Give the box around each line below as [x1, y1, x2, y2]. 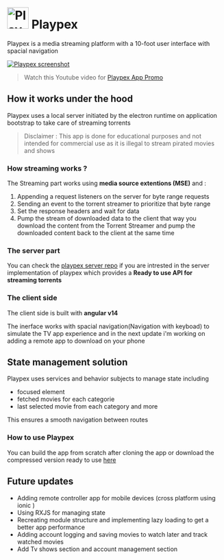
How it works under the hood [7, 93, 134, 105]
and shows [23, 146, 55, 154]
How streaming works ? [7, 163, 88, 173]
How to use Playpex [7, 433, 74, 442]
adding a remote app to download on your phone [7, 337, 145, 345]
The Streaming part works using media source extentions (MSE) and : [7, 179, 207, 188]
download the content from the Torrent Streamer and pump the [16, 221, 195, 230]
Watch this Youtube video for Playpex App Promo [23, 73, 163, 82]
